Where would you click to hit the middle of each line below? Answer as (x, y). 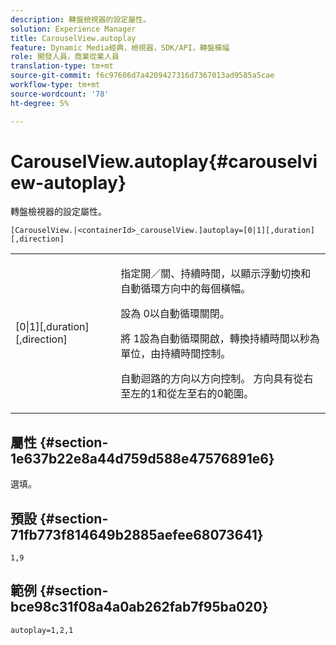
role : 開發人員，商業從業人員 (65, 57)
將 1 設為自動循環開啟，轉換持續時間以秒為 (220, 339)
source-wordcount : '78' (60, 94)
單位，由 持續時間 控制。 (176, 354)
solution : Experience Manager (73, 29)
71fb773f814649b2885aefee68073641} (137, 534)
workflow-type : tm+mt (55, 85)
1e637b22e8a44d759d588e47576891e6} (142, 458)
